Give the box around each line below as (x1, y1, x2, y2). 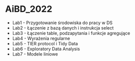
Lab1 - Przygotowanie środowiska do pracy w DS (12, 20, 113, 26)
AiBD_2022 (5, 3, 53, 15)
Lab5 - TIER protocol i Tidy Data (12, 40, 78, 46)
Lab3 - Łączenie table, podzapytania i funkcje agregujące (12, 30, 131, 36)
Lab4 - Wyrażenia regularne (12, 35, 70, 41)
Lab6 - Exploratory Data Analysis (12, 46, 80, 52)
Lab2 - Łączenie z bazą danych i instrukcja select (12, 25, 114, 30)
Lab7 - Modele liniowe (12, 51, 58, 57)
